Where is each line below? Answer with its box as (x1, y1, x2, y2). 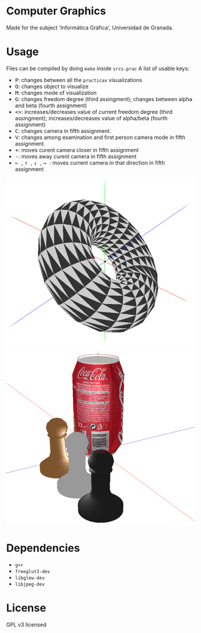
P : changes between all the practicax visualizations (14, 76, 142, 83)
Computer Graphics (6, 4, 106, 18)
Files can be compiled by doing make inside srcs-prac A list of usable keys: (6, 65, 190, 72)
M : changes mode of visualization (14, 89, 97, 96)
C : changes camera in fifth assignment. (14, 127, 112, 134)
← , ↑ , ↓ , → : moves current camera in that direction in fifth (14, 159, 166, 166)
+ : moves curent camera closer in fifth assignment (14, 146, 139, 153)
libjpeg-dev (14, 581, 45, 587)
